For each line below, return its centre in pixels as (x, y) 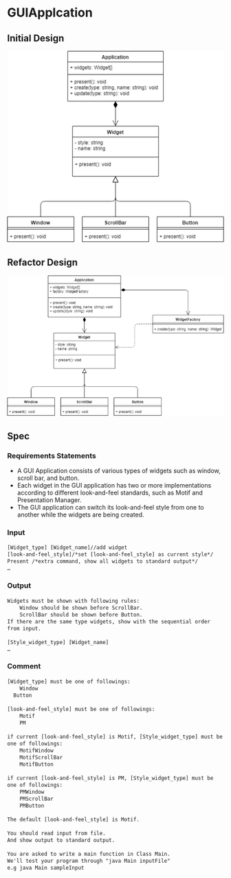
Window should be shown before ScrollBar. (81, 608)
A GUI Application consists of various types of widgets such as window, (119, 470)
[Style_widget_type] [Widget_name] (58, 642)
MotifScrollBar (41, 757)
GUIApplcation (50, 13)
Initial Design (36, 38)
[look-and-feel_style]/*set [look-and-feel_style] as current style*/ (110, 555)
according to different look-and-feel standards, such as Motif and (110, 492)
